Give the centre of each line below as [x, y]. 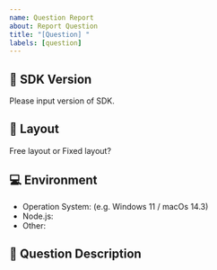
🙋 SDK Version [51, 79]
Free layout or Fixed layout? [61, 150]
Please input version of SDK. [62, 101]
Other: [34, 225]
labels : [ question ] [46, 43]
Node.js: [38, 216]
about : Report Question [54, 26]
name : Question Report [52, 18]
